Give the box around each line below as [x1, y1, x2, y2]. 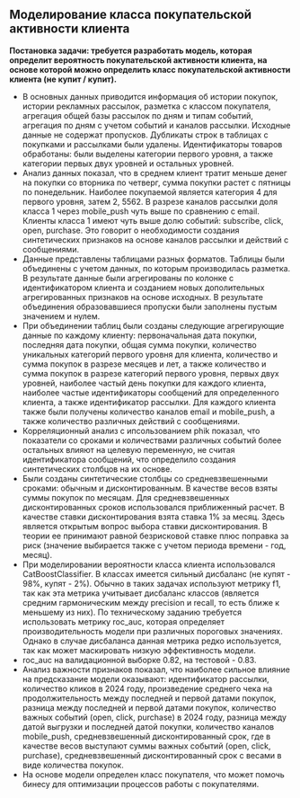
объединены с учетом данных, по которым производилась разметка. [22, 262, 291, 273]
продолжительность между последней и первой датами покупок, [22, 692, 277, 704]
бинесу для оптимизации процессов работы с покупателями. [22, 778, 260, 789]
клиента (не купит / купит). [9, 74, 117, 84]
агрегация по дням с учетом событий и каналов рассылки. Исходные [22, 120, 291, 130]
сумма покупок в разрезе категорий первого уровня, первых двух [22, 368, 280, 378]
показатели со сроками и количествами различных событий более [22, 435, 282, 446]
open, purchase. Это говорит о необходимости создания [22, 225, 240, 235]
